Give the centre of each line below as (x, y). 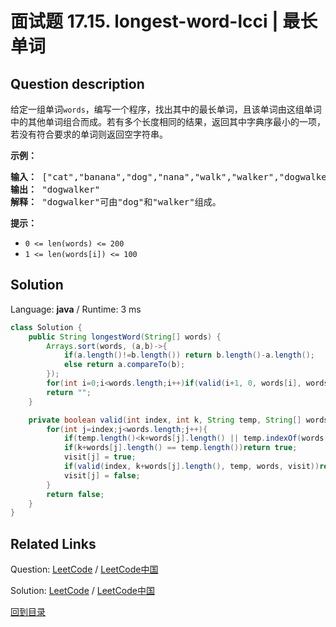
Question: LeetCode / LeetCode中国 (84, 569)
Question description (77, 83)
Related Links (53, 543)
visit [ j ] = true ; (100, 457)
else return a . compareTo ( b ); (124, 365)
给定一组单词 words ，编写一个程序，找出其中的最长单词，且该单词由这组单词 (166, 109)
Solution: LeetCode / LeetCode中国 (82, 591)
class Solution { (46, 327)
